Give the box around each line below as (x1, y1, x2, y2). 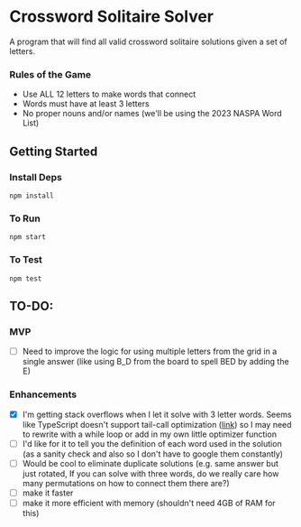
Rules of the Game (9, 68, 92, 80)
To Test (9, 254, 43, 266)
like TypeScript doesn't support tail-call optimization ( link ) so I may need (22, 419, 292, 430)
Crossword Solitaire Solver (9, 6, 214, 27)
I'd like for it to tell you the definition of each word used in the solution (22, 438, 282, 448)
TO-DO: (9, 298, 54, 313)
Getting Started (9, 143, 98, 159)
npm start (9, 233, 47, 242)
